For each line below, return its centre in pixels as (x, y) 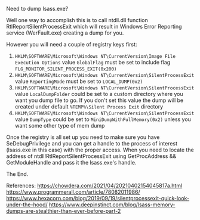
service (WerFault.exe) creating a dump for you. (65, 33)
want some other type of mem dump (60, 126)
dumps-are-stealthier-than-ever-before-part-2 (64, 211)
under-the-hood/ (27, 204)
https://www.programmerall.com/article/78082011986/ (73, 192)
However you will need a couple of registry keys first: (72, 44)
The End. (17, 174)
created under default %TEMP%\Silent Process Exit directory (89, 106)
